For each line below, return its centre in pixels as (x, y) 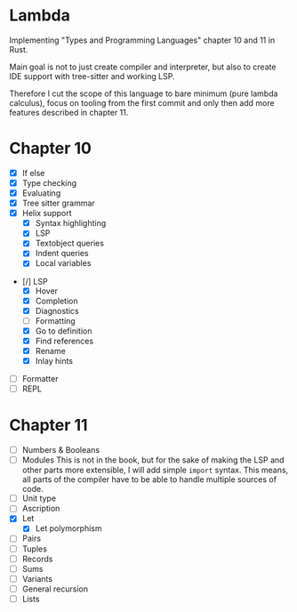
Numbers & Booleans (61, 450)
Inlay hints (54, 360)
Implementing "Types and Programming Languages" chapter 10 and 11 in (142, 40)
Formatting (55, 320)
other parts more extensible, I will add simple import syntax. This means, (155, 470)
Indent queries (62, 254)
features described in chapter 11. (69, 112)
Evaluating (41, 193)
